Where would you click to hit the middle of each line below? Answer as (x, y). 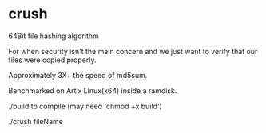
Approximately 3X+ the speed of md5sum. (78, 75)
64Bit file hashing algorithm (54, 36)
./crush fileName (36, 121)
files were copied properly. (52, 60)
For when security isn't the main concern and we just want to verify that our (133, 51)
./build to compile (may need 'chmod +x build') (85, 106)
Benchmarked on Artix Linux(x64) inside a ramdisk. (93, 90)
